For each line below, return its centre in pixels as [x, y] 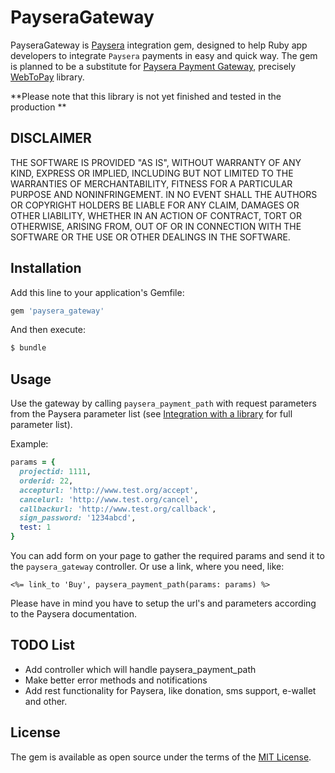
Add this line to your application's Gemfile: [97, 292]
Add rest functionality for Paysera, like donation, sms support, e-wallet [170, 690]
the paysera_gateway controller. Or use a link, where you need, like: [147, 566]
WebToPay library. [47, 77]
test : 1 [35, 527]
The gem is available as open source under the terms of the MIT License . [161, 757]
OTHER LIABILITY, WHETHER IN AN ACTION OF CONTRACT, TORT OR [156, 215]
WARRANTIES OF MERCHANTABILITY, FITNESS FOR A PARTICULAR [151, 183]
